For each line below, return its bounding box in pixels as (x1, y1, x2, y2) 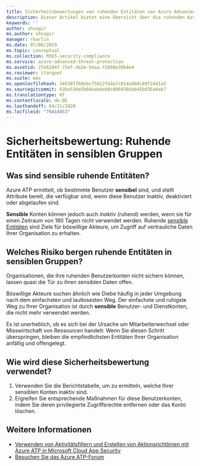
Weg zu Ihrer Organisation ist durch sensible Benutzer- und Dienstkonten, (6, 303, 188, 310)
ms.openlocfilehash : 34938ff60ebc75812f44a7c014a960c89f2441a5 (6, 81, 167, 87)
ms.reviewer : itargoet (6, 70, 62, 76)
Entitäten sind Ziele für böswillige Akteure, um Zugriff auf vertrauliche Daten (6, 223, 193, 230)
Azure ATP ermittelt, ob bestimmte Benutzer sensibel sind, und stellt (6, 186, 174, 194)
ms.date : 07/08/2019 (6, 42, 58, 48)
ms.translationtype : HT (6, 92, 65, 98)
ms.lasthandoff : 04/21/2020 (6, 103, 76, 109)
